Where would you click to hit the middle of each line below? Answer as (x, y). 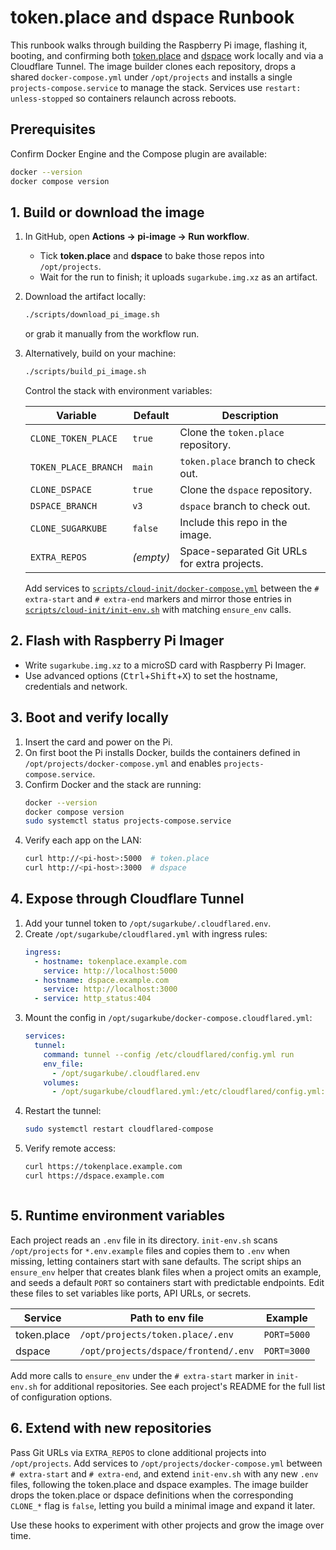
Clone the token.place (232, 433)
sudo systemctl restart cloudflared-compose (119, 1129)
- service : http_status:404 (93, 999)
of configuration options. (61, 1397)
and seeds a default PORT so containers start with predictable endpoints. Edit (167, 1282)
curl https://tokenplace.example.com (103, 1167)
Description (250, 416)
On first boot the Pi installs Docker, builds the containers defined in (162, 752)
